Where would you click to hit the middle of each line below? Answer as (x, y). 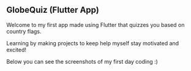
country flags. (24, 31)
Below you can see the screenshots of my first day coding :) (82, 61)
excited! (16, 50)
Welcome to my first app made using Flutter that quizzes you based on (95, 24)
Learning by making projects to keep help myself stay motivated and (93, 43)
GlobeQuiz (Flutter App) (53, 10)
